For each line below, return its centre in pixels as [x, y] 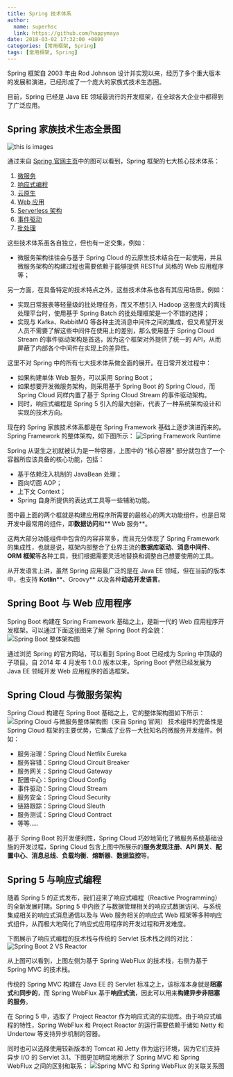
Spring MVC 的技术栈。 [41, 970]
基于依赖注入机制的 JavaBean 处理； [70, 474]
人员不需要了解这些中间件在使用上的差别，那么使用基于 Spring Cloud [116, 330]
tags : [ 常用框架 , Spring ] [43, 53]
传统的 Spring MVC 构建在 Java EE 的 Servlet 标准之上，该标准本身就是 [109, 984]
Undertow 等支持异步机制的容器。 [55, 1034]
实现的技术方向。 [42, 412]
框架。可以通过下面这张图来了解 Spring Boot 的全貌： [89, 630]
